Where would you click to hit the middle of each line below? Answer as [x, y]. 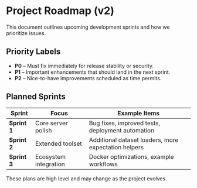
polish [43, 130]
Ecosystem [50, 156]
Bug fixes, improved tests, [125, 123]
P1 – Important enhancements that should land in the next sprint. [92, 72]
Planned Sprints [36, 97]
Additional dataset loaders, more [134, 140]
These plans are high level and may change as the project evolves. [86, 178]
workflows [103, 164]
